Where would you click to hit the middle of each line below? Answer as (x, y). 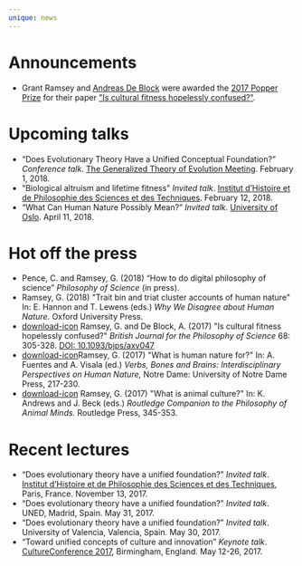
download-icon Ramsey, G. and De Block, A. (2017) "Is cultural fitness (151, 326)
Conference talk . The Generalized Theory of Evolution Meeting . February (157, 168)
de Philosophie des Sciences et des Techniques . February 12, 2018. (147, 197)
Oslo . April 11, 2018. (57, 216)
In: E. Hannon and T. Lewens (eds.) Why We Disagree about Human (148, 307)
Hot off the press (73, 253)
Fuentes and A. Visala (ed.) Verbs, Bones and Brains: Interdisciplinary (151, 365)
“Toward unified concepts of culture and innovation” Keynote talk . (144, 542)
